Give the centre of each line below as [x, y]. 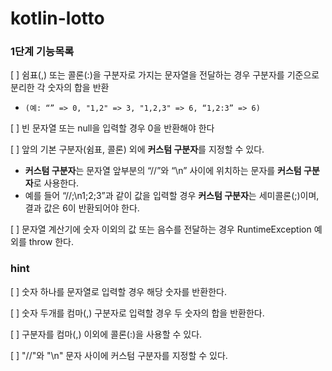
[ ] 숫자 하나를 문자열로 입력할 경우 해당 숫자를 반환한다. [118, 291]
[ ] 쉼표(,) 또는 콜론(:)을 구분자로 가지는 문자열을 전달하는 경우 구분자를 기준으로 [165, 75]
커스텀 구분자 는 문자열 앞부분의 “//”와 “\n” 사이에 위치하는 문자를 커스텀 [163, 171]
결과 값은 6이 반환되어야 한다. [82, 208]
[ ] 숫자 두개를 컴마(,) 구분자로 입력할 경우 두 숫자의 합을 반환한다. [137, 313]
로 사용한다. [56, 183]
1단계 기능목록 [42, 52]
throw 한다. [51, 242]
